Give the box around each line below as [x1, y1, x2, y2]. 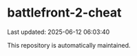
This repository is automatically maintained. [7, 41, 131, 49]
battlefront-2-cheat [7, 5, 122, 21]
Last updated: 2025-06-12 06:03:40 [7, 28, 110, 36]
